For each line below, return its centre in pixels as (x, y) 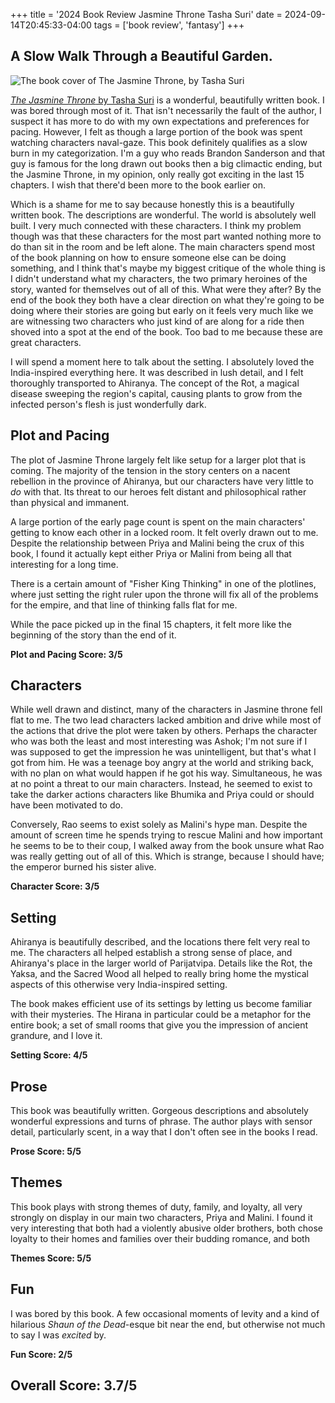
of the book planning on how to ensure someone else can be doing (148, 257)
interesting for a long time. (64, 564)
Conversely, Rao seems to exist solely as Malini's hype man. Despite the (159, 825)
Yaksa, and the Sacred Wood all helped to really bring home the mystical (159, 974)
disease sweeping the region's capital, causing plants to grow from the (156, 393)
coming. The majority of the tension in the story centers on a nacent (150, 470)
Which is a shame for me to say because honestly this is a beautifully (152, 204)
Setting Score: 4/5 (49, 1055)
